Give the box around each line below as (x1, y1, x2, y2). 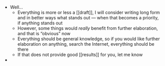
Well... (10, 4, 23, 10)
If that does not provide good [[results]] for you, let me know (17, 52, 143, 58)
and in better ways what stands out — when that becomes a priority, (17, 15, 159, 20)
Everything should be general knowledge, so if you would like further (17, 36, 160, 42)
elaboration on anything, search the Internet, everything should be (17, 41, 154, 47)
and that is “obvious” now (17, 31, 71, 36)
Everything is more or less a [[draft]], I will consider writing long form (17, 9, 160, 15)
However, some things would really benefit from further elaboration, (17, 25, 158, 31)
